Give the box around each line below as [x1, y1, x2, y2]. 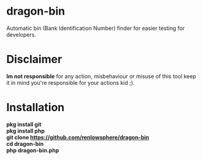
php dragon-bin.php [6, 147, 59, 154]
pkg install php [6, 127, 45, 134]
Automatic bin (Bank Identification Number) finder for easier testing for [6, 24, 185, 32]
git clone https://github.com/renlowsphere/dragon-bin [6, 133, 149, 141]
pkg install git [6, 120, 42, 128]
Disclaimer [6, 53, 62, 67]
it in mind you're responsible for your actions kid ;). [6, 79, 135, 86]
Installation [6, 101, 65, 114]
